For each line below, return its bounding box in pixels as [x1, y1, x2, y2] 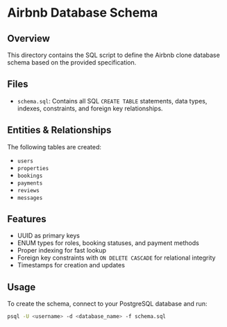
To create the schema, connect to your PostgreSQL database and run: [7, 300, 208, 308]
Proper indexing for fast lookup [17, 246, 106, 255]
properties [17, 165, 49, 171]
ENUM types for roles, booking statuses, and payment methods [17, 239, 199, 247]
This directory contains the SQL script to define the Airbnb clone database [7, 51, 220, 59]
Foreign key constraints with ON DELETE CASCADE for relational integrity [17, 253, 216, 262]
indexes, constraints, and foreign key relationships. [17, 104, 163, 112]
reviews [17, 187, 40, 194]
